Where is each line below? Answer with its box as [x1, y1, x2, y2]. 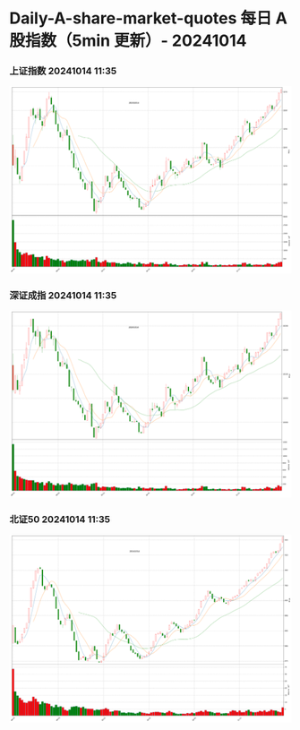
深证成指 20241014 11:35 [9, 288, 117, 301]
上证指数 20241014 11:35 [9, 64, 117, 77]
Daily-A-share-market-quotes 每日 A [9, 8, 288, 29]
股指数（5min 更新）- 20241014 [9, 30, 247, 51]
